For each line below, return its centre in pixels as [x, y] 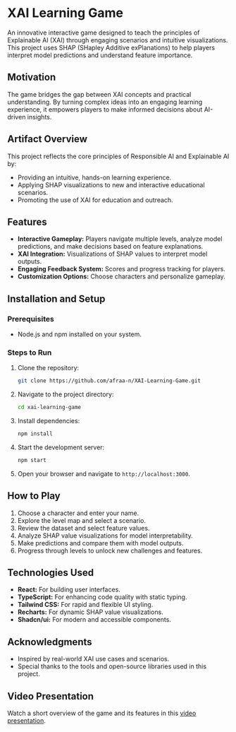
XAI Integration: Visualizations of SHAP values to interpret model [112, 254]
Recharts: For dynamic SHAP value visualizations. [90, 612]
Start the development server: [61, 447]
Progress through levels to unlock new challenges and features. [110, 550]
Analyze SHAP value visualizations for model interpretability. [105, 536]
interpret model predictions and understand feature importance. [100, 55]
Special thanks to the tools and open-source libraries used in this [112, 666]
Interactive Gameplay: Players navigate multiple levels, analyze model [120, 239]
